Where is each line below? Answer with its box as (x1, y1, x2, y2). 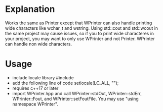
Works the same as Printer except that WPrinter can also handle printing (5, 20, 152, 26)
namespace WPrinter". (12, 101, 58, 107)
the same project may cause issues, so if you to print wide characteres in (5, 30, 154, 36)
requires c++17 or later (12, 85, 59, 91)
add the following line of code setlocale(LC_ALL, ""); (12, 80, 119, 86)
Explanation (5, 3, 55, 15)
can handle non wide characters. (5, 41, 72, 47)
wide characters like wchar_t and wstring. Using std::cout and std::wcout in (5, 25, 158, 31)
